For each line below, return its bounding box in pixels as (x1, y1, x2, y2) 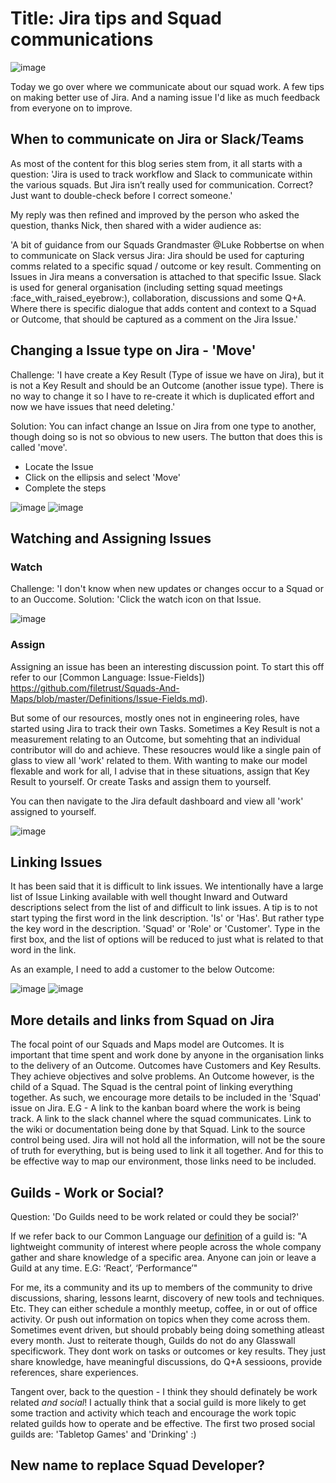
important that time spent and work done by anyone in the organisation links (10, 1049, 325, 1061)
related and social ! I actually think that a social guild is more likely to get (10, 1396, 307, 1408)
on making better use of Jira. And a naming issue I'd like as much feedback (10, 91, 321, 103)
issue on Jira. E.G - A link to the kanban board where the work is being (10, 1102, 301, 1114)
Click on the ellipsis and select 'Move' (24, 471, 181, 483)
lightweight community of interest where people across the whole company (10, 1240, 322, 1252)
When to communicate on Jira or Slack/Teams (10, 131, 305, 148)
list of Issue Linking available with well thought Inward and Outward (10, 891, 288, 903)
